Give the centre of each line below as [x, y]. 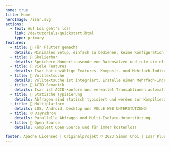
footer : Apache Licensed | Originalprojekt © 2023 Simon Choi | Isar [80, 136]
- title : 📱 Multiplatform [37, 104]
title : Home [18, 15]
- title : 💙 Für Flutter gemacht [44, 47]
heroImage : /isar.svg [28, 19]
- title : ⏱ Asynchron [33, 113]
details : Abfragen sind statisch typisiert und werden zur [78, 99]
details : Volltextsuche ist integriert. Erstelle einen [75, 80]
